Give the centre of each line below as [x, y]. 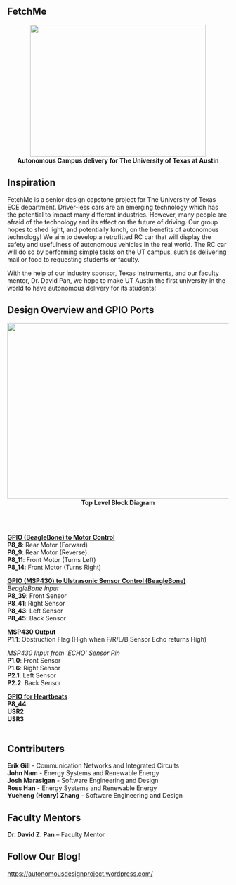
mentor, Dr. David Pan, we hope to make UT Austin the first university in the [117, 280]
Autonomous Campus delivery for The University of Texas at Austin [118, 160]
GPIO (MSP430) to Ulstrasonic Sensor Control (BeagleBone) [97, 581]
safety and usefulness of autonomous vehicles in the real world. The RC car [117, 244]
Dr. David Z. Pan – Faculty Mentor [56, 835]
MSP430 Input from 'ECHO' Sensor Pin [64, 653]
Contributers [36, 749]
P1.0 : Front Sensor [34, 661]
